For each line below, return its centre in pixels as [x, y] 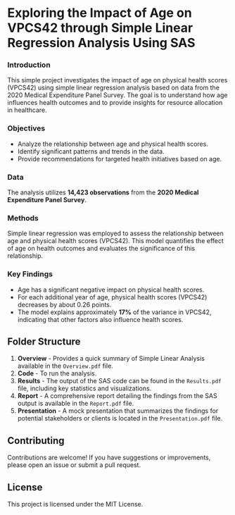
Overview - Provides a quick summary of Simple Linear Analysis [111, 359]
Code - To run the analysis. [57, 373]
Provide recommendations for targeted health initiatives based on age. [120, 159]
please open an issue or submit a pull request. [74, 465]
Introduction [29, 65]
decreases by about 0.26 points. [64, 304]
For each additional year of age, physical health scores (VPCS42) [112, 297]
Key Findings [30, 274]
